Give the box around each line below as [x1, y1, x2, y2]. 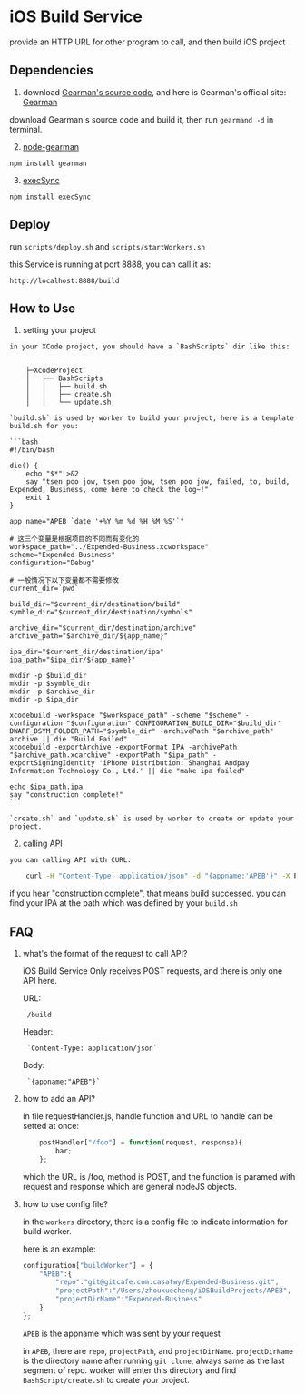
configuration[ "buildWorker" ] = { [22, 1261, 153, 1270]
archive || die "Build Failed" [9, 735, 128, 744]
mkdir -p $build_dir [9, 672, 88, 681]
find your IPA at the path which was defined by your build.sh [9, 898, 238, 908]
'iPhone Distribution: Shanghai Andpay [98, 759, 250, 768]
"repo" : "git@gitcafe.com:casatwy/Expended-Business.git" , [55, 1278, 280, 1287]
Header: [22, 1026, 54, 1037]
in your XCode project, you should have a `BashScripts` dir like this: [9, 342, 290, 351]
